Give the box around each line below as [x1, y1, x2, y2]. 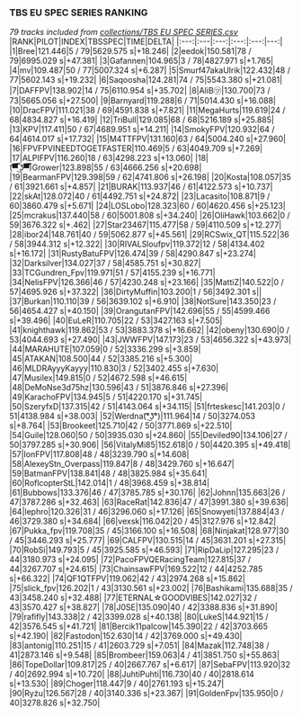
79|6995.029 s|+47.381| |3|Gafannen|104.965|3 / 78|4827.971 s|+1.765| [9, 56, 274, 67]
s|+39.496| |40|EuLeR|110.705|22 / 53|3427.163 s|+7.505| [9, 315, 223, 326]
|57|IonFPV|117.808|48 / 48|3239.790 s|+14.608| [9, 449, 190, 460]
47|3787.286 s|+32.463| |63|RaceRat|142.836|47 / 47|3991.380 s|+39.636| [9, 497, 289, 507]
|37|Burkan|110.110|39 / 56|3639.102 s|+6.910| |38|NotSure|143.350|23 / [9, 296, 277, 307]
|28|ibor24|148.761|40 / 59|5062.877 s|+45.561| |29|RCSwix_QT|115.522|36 [9, 229, 290, 240]
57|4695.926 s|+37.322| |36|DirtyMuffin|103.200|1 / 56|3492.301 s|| [9, 286, 262, 298]
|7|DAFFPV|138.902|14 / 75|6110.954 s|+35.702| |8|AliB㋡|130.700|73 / [9, 85, 271, 96]
